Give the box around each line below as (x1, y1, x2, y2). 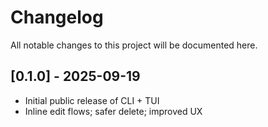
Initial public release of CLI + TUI (24, 94, 160, 106)
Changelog (10, 6, 104, 29)
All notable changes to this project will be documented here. (10, 39, 258, 51)
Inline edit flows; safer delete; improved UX (24, 105, 203, 117)
